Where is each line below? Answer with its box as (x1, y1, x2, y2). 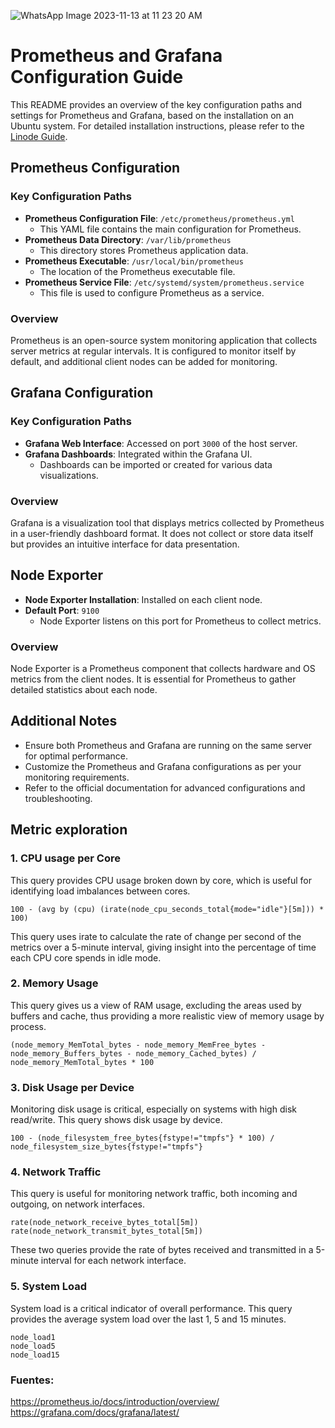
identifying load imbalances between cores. (10, 885, 191, 897)
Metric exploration (10, 821, 128, 839)
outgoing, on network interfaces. (10, 1198, 146, 1210)
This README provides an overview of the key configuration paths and (10, 98, 303, 110)
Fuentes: (10, 1373, 55, 1387)
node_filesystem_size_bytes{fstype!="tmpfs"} (10, 1142, 203, 1152)
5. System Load (10, 1280, 87, 1294)
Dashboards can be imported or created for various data (39, 458, 273, 470)
